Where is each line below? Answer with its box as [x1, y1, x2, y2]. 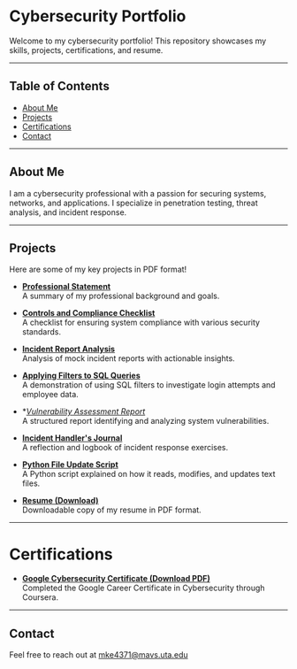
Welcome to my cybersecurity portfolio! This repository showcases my [9, 35, 267, 46]
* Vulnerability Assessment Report [21, 406, 146, 417]
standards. [21, 327, 62, 337]
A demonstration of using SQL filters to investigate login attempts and [21, 380, 276, 390]
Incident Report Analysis [21, 343, 116, 355]
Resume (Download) [21, 496, 99, 506]
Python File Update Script [21, 459, 119, 470]
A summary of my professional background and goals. [21, 290, 220, 302]
